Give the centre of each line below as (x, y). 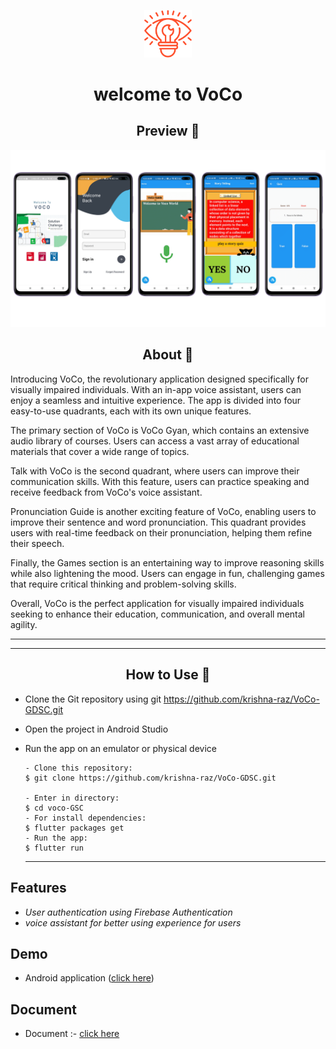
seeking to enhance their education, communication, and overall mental (157, 614)
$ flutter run (54, 848)
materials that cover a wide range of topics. (100, 451)
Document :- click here (72, 1034)
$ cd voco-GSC (54, 808)
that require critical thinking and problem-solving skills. (123, 584)
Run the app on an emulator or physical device (120, 748)
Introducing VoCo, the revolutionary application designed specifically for (159, 379)
